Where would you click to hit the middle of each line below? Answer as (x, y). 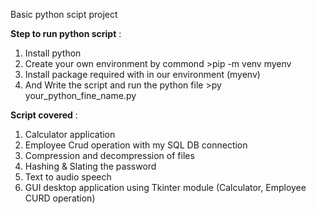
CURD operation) (60, 198)
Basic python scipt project (64, 14)
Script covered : (44, 115)
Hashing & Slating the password (90, 166)
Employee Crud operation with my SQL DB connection (136, 145)
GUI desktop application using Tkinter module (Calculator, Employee (165, 187)
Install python (53, 53)
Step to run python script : (66, 33)
